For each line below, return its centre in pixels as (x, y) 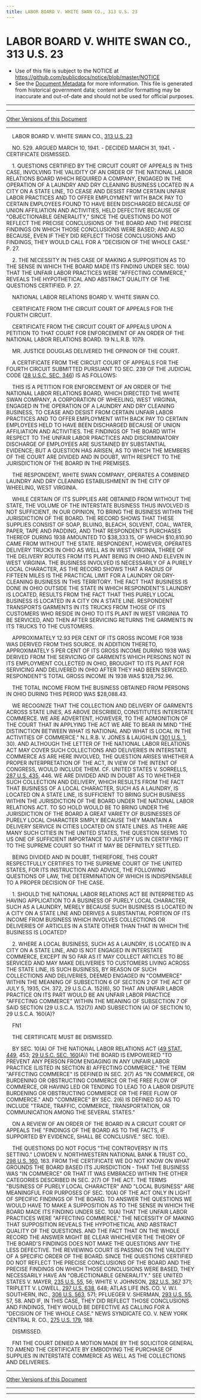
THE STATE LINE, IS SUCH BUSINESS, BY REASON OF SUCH (81, 969)
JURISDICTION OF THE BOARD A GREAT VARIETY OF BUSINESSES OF (94, 813)
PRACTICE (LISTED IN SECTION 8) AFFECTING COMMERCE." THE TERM (96, 1068)
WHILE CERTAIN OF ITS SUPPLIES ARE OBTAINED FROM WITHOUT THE (101, 499)
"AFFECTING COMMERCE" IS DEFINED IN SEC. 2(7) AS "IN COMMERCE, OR (100, 1074)
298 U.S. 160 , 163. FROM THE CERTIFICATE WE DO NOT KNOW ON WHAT (98, 1161)
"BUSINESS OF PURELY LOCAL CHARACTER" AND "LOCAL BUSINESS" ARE (100, 1186)
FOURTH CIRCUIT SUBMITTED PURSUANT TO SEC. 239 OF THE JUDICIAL (99, 369)
